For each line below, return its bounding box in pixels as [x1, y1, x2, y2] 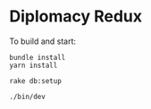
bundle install [9, 53, 66, 62]
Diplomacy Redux [9, 6, 143, 27]
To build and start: [9, 36, 77, 46]
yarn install [9, 61, 58, 70]
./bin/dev [9, 92, 46, 101]
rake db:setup [9, 76, 63, 86]
